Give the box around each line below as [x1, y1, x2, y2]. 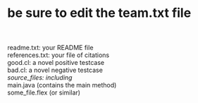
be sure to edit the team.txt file [7, 5, 192, 21]
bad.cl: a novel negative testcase [7, 66, 104, 74]
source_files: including [7, 73, 73, 82]
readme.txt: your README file [7, 43, 94, 51]
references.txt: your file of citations [7, 51, 110, 59]
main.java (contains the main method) [7, 80, 117, 89]
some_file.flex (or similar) [7, 88, 81, 97]
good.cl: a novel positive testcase [7, 58, 105, 66]
